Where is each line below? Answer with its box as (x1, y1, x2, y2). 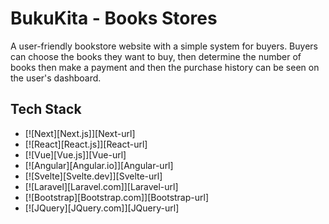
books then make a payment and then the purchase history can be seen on (10, 61, 320, 73)
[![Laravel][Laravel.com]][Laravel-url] (24, 180, 179, 192)
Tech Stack (10, 101, 82, 118)
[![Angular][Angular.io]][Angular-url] (24, 159, 174, 171)
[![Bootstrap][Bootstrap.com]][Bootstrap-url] (24, 191, 210, 203)
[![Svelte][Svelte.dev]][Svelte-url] (24, 170, 163, 182)
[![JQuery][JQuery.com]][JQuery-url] (24, 202, 180, 214)
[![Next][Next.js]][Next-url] (24, 127, 136, 139)
